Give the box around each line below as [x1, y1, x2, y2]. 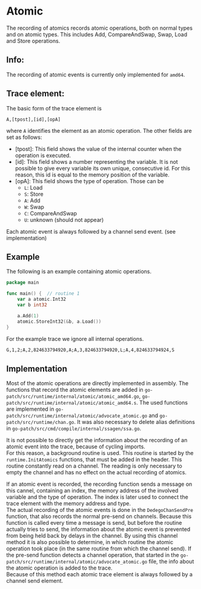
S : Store [24, 190, 44, 198]
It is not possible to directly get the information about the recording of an [6, 437, 188, 444]
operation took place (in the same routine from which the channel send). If [6, 545, 192, 553]
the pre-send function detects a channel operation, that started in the [6, 551, 180, 559]
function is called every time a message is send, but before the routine [6, 519, 182, 527]
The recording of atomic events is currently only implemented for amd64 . [6, 71, 185, 78]
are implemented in [6, 405, 54, 413]
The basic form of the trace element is [6, 104, 102, 112]
